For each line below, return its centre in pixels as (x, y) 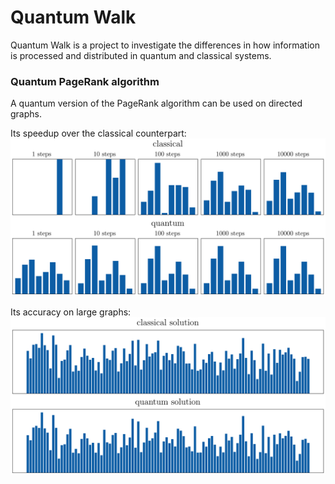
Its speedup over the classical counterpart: (98, 133)
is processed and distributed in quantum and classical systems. (141, 55)
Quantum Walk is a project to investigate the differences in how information (165, 45)
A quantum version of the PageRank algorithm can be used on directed (156, 103)
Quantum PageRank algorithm (85, 81)
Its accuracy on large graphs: (71, 312)
